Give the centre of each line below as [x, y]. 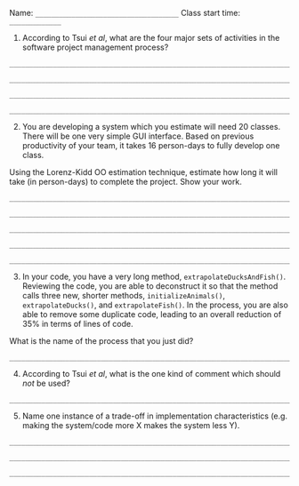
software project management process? [95, 47]
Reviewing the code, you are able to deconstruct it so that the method [150, 286]
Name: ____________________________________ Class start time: [125, 13]
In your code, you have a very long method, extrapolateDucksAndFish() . [154, 276]
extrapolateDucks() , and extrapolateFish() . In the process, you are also [155, 305]
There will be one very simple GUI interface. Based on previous [138, 136]
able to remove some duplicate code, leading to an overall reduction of [152, 314]
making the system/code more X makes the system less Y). [131, 425]
